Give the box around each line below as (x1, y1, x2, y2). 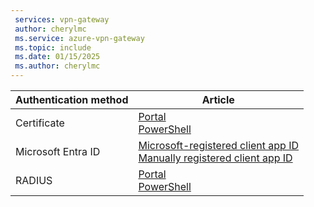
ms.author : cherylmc (14, 61, 101, 71)
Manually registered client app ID (138, 151, 293, 165)
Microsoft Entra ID (15, 145, 101, 158)
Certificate (15, 116, 65, 130)
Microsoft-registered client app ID (138, 139, 300, 152)
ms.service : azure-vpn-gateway (14, 33, 145, 43)
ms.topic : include (14, 42, 92, 53)
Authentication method (15, 93, 129, 106)
